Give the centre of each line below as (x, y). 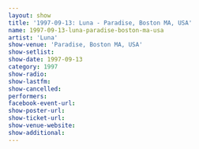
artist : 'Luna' (33, 37)
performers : (28, 96)
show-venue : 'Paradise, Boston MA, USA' (76, 45)
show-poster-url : (37, 111)
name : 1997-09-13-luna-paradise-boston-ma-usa (86, 30)
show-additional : (37, 132)
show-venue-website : (42, 125)
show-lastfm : (30, 81)
